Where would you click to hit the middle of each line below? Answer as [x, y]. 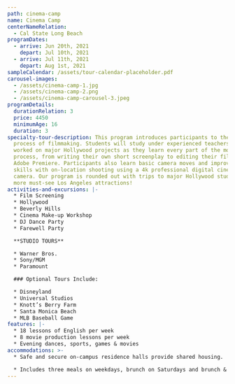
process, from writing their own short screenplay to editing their [115, 157]
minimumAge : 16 [36, 124]
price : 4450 [31, 118]
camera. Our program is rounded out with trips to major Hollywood [114, 176]
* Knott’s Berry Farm [45, 305]
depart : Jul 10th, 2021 [55, 53]
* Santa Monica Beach [45, 311]
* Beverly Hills [37, 209]
